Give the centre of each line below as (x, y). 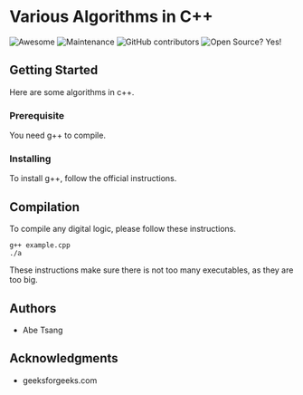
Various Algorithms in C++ (111, 17)
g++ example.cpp (40, 246)
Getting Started (54, 70)
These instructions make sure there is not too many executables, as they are (151, 270)
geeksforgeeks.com (60, 380)
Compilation (44, 207)
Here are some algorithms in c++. (72, 92)
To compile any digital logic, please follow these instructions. (123, 229)
